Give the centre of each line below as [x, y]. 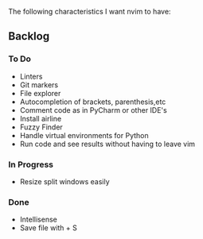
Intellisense [38, 220]
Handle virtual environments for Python [84, 135]
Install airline [41, 118]
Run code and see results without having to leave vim [107, 144]
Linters [31, 76]
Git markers [39, 85]
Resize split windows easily [64, 181]
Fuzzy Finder [41, 127]
